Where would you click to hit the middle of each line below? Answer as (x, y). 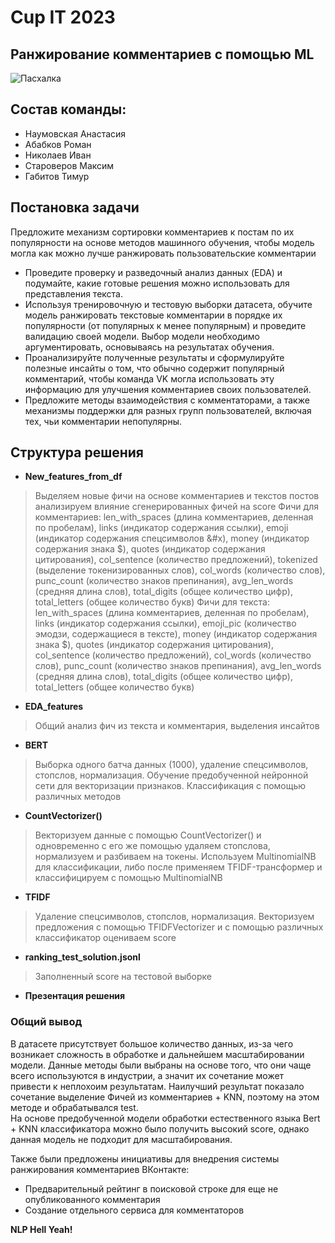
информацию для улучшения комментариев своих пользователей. (168, 389)
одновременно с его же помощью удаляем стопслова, (152, 846)
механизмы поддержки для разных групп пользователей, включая (168, 410)
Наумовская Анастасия (75, 133)
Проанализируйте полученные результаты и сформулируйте (154, 357)
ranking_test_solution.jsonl (82, 957)
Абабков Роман (58, 144)
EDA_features (54, 707)
